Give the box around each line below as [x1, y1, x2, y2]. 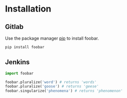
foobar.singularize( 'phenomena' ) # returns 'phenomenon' [5, 88, 123, 94]
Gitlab [5, 23, 24, 31]
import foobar [5, 71, 34, 76]
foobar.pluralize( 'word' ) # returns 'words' [5, 80, 97, 84]
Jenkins [5, 58, 30, 66]
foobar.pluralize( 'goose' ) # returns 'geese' [5, 84, 99, 89]
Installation [5, 3, 52, 14]
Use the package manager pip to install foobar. [5, 35, 99, 41]
